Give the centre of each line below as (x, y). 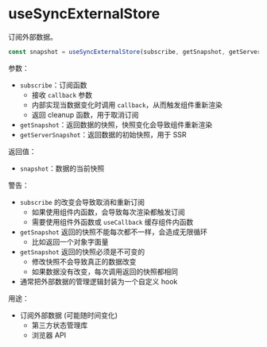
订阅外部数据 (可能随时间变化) (68, 315)
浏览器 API (48, 335)
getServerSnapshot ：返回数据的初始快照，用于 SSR (103, 134)
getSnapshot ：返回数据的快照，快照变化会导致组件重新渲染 (116, 125)
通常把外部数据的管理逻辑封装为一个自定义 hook (99, 281)
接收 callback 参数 (62, 94)
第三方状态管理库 (60, 325)
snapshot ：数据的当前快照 (62, 168)
